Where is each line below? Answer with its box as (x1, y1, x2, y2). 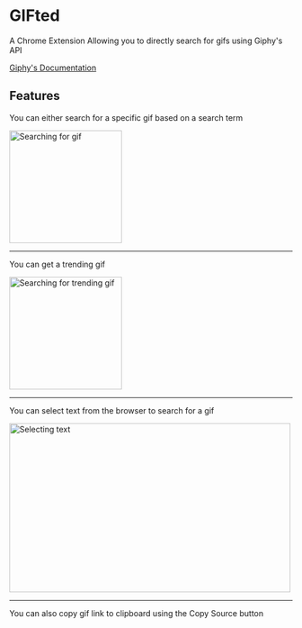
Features (9, 88, 60, 104)
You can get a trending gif (9, 259, 106, 269)
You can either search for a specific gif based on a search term (9, 112, 244, 123)
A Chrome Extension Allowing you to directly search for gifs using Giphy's (9, 35, 283, 46)
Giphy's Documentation (9, 62, 97, 73)
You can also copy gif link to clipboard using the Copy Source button (9, 607, 263, 618)
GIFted (9, 5, 60, 26)
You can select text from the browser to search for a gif (9, 405, 215, 415)
